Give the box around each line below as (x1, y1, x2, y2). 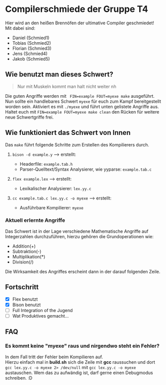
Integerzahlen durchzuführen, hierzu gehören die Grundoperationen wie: (5, 233, 154, 239)
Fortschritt (5, 283, 39, 291)
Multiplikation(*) (12, 254, 46, 259)
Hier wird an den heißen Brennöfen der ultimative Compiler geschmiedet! (5, 20, 155, 26)
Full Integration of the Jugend (12, 307, 73, 313)
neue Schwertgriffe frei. (5, 114, 54, 120)
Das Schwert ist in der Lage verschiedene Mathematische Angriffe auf (5, 228, 149, 234)
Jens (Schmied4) (12, 51, 48, 57)
